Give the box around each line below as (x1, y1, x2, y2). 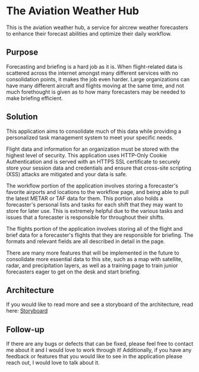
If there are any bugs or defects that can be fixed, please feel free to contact (6, 340, 194, 348)
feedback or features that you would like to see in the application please (6, 353, 183, 360)
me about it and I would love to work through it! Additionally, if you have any (6, 346, 192, 354)
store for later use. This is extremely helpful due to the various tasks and (6, 207, 184, 214)
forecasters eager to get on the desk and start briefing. (6, 268, 141, 275)
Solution (6, 112, 38, 122)
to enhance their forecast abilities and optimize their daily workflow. (6, 30, 172, 37)
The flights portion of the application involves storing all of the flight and (6, 225, 183, 232)
